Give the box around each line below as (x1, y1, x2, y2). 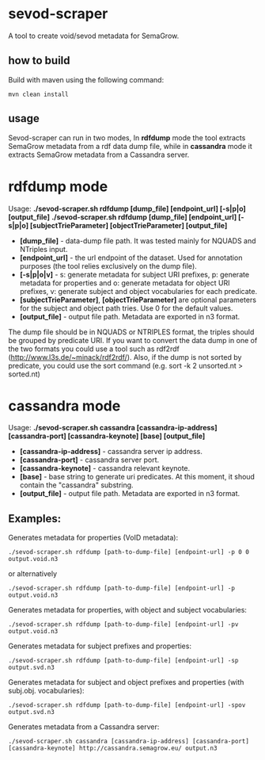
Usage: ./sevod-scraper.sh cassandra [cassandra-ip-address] (8, 423, 218, 433)
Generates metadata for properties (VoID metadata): (8, 533, 179, 543)
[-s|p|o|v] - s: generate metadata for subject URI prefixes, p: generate (19, 269, 250, 279)
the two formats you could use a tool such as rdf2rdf (8, 344, 180, 353)
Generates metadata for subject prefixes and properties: (8, 641, 192, 651)
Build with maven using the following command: (8, 74, 165, 84)
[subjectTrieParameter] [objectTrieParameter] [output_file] (30, 220, 228, 230)
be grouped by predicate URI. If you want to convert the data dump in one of (8, 335, 258, 345)
